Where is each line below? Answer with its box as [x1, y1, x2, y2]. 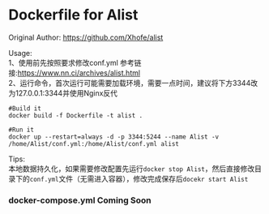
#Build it [8, 104, 42, 113]
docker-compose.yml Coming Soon [8, 195, 152, 206]
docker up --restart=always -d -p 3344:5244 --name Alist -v [8, 132, 220, 141]
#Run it [8, 126, 35, 134]
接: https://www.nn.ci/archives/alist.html [8, 67, 140, 78]
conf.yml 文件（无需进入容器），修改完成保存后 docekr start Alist [29, 173, 249, 183]
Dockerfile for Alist [8, 6, 139, 24]
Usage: [8, 48, 32, 58]
